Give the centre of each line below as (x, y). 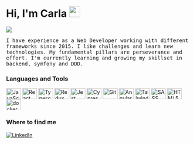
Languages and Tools (37, 79)
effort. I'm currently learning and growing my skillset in (94, 58)
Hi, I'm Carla (37, 14)
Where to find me (31, 122)
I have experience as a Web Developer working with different (97, 40)
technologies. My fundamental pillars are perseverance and (94, 52)
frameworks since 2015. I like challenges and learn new (90, 46)
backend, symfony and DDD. (45, 64)
